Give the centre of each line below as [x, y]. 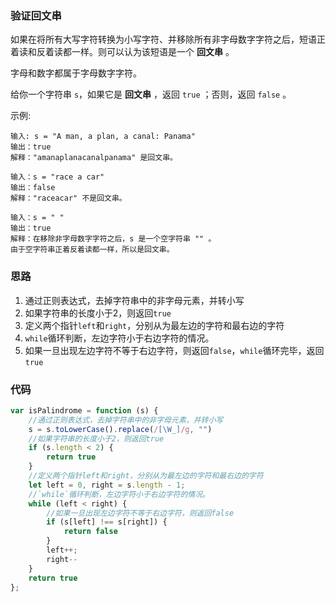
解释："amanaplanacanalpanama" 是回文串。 [94, 158]
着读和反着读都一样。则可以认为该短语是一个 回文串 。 [122, 52]
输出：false [33, 188]
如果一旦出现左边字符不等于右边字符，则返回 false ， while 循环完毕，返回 [174, 350]
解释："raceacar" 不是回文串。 [68, 198]
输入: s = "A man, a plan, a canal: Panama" [103, 137]
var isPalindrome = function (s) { [84, 410]
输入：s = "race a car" [57, 177]
